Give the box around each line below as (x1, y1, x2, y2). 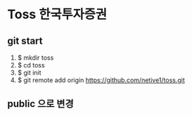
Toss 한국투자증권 (7, 6, 108, 22)
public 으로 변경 (7, 98, 74, 110)
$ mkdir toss (17, 53, 54, 62)
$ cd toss (17, 61, 45, 69)
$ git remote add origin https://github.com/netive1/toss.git (17, 76, 185, 84)
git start (7, 34, 44, 46)
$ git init (17, 68, 41, 77)
